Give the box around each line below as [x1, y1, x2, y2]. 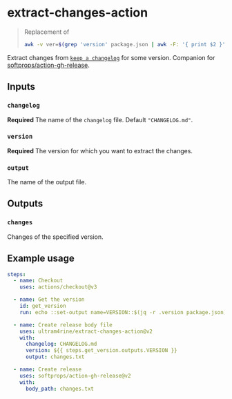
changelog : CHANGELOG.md [25, 340, 97, 348]
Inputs [7, 81, 36, 93]
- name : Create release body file [13, 321, 113, 329]
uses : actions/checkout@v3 [19, 284, 97, 291]
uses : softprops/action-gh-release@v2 [19, 372, 131, 379]
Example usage [7, 253, 75, 264]
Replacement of [23, 28, 70, 36]
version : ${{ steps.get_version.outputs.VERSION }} [25, 347, 177, 354]
